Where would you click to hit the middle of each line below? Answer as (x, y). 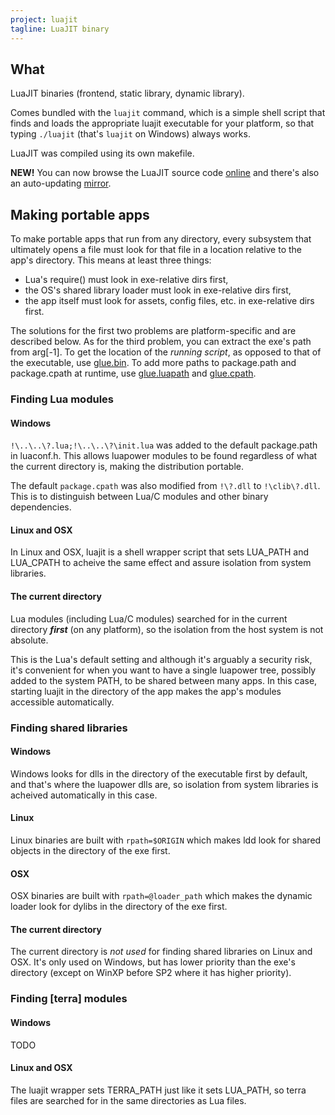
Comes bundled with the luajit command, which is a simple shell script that (168, 113)
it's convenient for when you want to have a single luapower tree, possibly (163, 670)
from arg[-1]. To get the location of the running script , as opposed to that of (166, 352)
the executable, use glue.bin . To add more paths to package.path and (153, 363)
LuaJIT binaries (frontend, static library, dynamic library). (127, 93)
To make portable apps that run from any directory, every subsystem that (161, 239)
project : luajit (44, 19)
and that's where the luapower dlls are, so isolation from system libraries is (164, 784)
